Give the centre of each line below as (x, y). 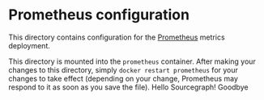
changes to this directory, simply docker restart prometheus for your (123, 69)
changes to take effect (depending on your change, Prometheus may (123, 78)
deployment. (29, 45)
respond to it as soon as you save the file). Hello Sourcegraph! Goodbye (128, 87)
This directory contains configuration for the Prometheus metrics (117, 37)
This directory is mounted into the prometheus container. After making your (132, 61)
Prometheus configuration (99, 15)
